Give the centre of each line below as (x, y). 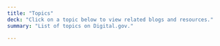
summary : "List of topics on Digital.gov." (70, 26)
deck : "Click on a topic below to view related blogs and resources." (110, 20)
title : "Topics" (30, 13)
